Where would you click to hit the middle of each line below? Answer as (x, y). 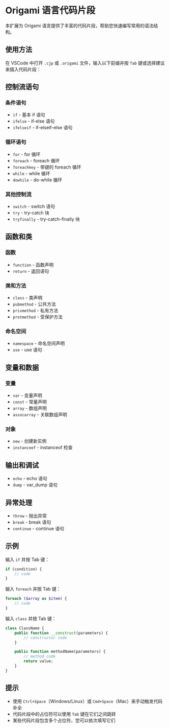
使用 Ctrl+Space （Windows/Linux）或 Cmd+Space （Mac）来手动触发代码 (88, 701)
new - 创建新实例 (30, 441)
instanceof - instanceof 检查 (42, 448)
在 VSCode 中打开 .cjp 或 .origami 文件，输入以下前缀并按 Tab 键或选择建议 (85, 63)
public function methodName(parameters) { (60, 652)
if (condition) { (24, 569)
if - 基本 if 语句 (29, 115)
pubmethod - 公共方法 (34, 304)
